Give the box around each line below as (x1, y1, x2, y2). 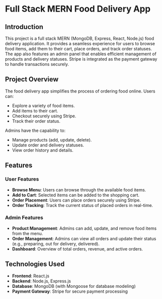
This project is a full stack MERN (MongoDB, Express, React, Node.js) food (5, 35, 154, 41)
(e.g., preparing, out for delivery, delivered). (12, 241, 100, 247)
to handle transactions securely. (5, 62, 69, 67)
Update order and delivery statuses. (12, 142, 84, 148)
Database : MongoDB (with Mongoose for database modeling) (12, 283, 136, 289)
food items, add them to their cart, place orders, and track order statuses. (5, 46, 152, 51)
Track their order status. (12, 118, 61, 124)
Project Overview (5, 75, 59, 83)
